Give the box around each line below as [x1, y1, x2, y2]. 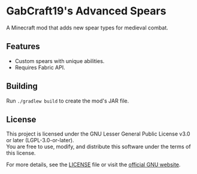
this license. [6, 149, 36, 157]
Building [6, 81, 38, 91]
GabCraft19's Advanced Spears [6, 4, 166, 18]
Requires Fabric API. [14, 64, 66, 71]
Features [6, 41, 40, 52]
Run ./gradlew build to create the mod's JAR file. [6, 97, 129, 104]
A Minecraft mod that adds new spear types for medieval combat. [6, 24, 169, 31]
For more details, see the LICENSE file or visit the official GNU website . [6, 161, 181, 169]
